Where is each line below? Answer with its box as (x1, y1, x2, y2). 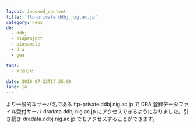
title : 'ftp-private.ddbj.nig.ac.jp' (6, 14, 98, 20)
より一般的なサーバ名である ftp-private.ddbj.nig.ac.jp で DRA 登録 (6, 101, 164, 108)
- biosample (11, 41, 41, 47)
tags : (6, 63, 19, 68)
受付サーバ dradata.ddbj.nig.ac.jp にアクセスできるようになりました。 (16, 108, 184, 115)
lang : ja (6, 84, 27, 90)
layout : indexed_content (6, 8, 66, 15)
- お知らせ (11, 68, 34, 74)
